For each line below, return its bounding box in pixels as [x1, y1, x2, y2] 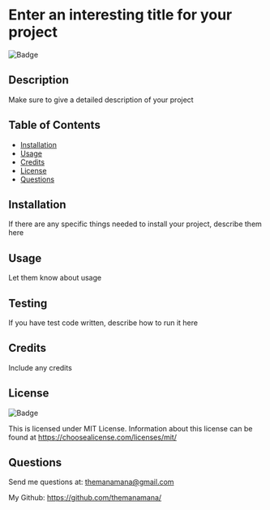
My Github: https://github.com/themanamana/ [8, 493, 162, 503]
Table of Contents [8, 118, 101, 132]
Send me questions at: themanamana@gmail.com [8, 477, 174, 487]
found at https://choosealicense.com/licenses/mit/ [8, 432, 177, 442]
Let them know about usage [8, 273, 102, 283]
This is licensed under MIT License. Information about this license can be [8, 423, 253, 433]
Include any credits [8, 362, 73, 372]
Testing [8, 296, 48, 310]
